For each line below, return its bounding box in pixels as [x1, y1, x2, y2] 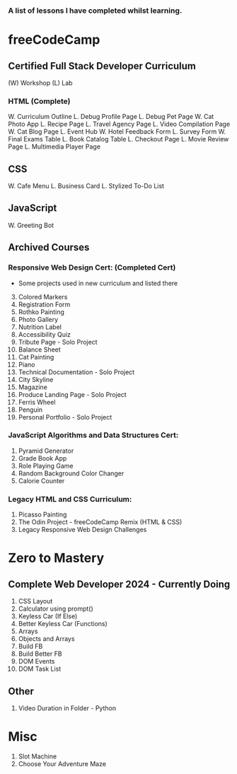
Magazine [18, 383, 48, 391]
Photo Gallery [18, 315, 59, 323]
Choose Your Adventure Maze [18, 759, 107, 768]
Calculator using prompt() [18, 604, 94, 613]
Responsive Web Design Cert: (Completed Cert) [8, 262, 176, 272]
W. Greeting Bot [8, 221, 54, 229]
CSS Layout [18, 597, 53, 606]
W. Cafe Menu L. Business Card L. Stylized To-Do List [8, 182, 165, 190]
